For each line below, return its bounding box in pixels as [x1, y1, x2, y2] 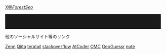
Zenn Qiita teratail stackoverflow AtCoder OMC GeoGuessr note [5, 44, 135, 49]
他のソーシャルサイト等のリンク [5, 34, 70, 39]
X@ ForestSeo [5, 4, 33, 10]
